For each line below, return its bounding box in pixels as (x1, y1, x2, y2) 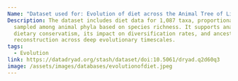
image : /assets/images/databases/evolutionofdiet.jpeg (7, 63, 173, 70)
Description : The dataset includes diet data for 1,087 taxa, (7, 17, 195, 24)
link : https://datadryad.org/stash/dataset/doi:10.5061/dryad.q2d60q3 (7, 56, 220, 63)
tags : (7, 43, 23, 50)
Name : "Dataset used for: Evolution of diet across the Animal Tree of (7, 10, 223, 18)
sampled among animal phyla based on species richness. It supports (13, 23, 220, 30)
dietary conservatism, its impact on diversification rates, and (13, 30, 211, 37)
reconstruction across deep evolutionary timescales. (13, 37, 176, 44)
